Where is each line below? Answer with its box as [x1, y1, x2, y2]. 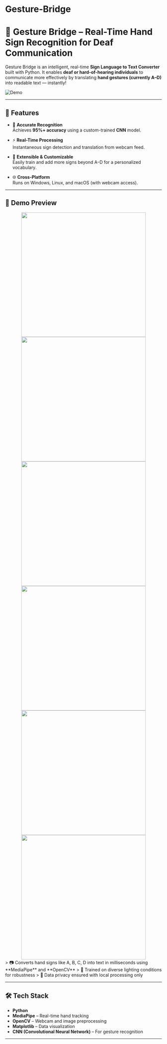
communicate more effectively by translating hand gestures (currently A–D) [5, 75, 162, 81]
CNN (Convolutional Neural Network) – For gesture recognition [12, 1029, 143, 1035]
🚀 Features [5, 109, 39, 117]
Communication [5, 47, 73, 59]
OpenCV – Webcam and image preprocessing [12, 1018, 107, 1024]
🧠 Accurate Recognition [12, 122, 63, 128]
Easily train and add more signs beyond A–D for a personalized [12, 159, 141, 165]
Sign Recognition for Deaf [5, 37, 114, 48]
